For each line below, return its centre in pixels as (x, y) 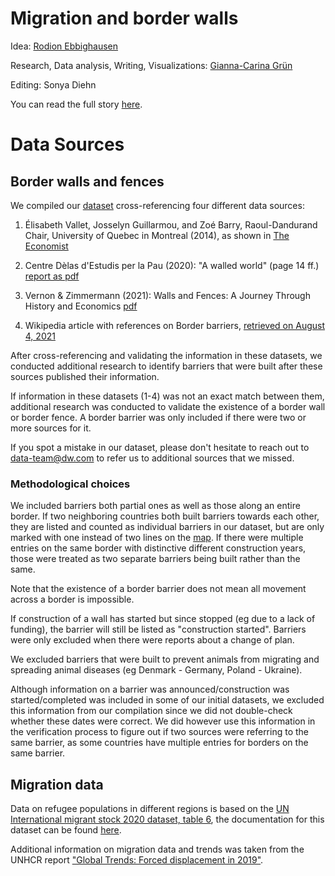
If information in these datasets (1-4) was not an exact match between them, (167, 396)
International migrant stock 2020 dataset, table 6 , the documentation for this (167, 819)
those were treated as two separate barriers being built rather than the (155, 559)
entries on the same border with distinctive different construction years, (158, 548)
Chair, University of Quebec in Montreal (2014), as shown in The (157, 235)
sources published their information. (85, 376)
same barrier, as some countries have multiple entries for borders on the (159, 743)
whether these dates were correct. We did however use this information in (163, 721)
